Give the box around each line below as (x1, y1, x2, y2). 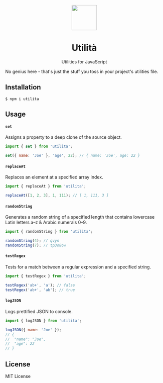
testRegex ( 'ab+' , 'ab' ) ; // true (5, 287, 75, 293)
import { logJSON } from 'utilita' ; (5, 318, 82, 323)
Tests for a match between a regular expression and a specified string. (5, 264, 151, 270)
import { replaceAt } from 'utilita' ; (5, 184, 86, 189)
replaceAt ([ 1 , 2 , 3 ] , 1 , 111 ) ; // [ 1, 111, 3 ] (5, 193, 109, 198)
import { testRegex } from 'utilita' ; (5, 274, 86, 279)
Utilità (71, 42, 97, 54)
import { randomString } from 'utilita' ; (5, 229, 93, 234)
